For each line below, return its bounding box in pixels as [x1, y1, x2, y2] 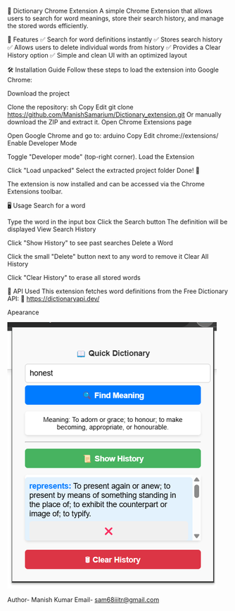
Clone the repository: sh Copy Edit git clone [7, 103, 134, 111]
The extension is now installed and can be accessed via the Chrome [7, 180, 205, 188]
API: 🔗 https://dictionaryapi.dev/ [7, 295, 100, 302]
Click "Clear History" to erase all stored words [7, 274, 141, 281]
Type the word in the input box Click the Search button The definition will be [7, 218, 228, 226]
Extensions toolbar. [7, 187, 63, 195]
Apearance [7, 308, 39, 316]
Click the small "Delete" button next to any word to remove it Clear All [7, 252, 209, 260]
